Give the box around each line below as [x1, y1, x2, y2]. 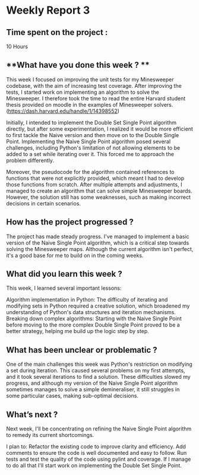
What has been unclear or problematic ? [6, 345, 157, 355]
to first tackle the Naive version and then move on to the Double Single [6, 131, 179, 138]
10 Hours [6, 43, 29, 50]
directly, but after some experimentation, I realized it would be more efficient [6, 125, 193, 132]
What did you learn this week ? [6, 269, 123, 279]
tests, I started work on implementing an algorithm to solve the [6, 88, 159, 96]
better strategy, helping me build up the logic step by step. [6, 328, 150, 335]
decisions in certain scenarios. [6, 199, 81, 207]
